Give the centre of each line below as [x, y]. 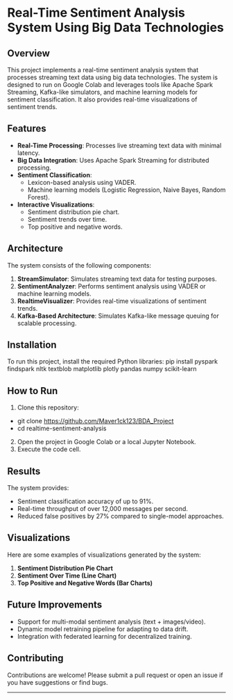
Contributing [35, 658]
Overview [29, 53]
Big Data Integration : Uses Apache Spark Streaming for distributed [113, 160]
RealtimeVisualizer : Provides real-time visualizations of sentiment [112, 301]
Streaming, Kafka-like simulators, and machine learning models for [102, 92]
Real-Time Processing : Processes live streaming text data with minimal [119, 145]
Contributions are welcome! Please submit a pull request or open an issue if [115, 675]
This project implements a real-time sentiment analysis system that [103, 70]
